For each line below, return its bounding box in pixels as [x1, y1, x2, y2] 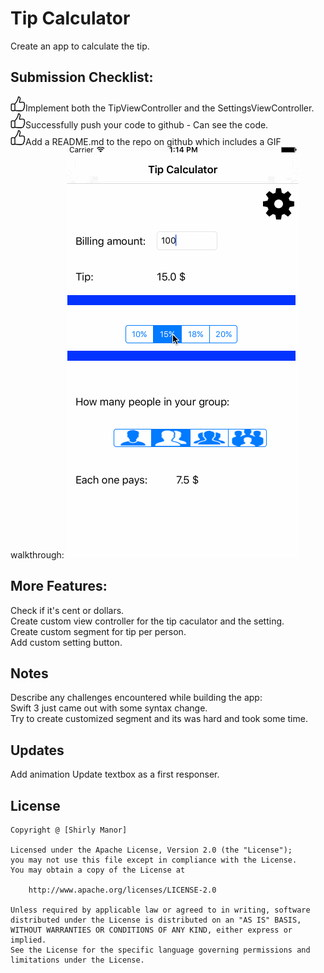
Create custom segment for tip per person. [10, 625, 187, 637]
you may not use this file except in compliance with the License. [10, 855, 298, 865]
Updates [10, 742, 65, 759]
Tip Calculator [10, 7, 131, 30]
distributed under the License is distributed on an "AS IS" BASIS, [10, 915, 302, 925]
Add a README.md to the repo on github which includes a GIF [25, 135, 282, 147]
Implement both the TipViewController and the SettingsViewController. [25, 102, 315, 114]
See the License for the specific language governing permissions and [10, 945, 311, 955]
